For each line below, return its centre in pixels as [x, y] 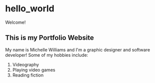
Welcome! [15, 22]
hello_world [30, 9]
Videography [26, 64]
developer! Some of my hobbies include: [47, 55]
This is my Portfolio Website [50, 38]
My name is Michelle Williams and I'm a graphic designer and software [78, 49]
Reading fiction [28, 75]
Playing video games [34, 70]
